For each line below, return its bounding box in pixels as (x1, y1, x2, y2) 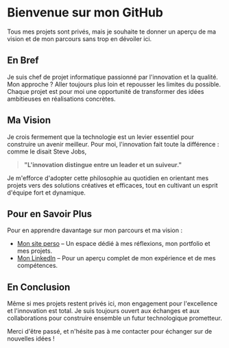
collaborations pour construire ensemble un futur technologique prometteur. (7, 314, 223, 323)
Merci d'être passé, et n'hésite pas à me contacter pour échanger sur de (7, 327, 213, 336)
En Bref (7, 55, 39, 66)
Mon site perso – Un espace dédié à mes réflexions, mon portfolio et (16, 240, 210, 248)
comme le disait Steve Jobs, (7, 147, 87, 156)
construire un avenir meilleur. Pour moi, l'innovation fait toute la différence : (7, 140, 219, 148)
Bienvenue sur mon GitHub (7, 5, 163, 21)
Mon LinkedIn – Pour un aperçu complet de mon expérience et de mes (16, 254, 216, 262)
